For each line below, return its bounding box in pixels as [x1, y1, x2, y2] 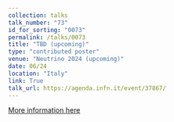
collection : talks [8, 11, 68, 20]
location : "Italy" [8, 70, 68, 77]
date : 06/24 [8, 63, 47, 70]
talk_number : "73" [8, 19, 68, 27]
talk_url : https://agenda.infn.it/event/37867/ [8, 84, 167, 92]
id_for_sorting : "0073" [8, 26, 86, 34]
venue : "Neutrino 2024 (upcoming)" [8, 56, 125, 63]
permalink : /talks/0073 [8, 33, 86, 41]
